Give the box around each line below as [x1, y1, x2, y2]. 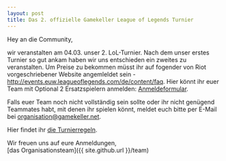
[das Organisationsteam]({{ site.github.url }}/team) [7, 146, 149, 154]
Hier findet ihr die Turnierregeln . [7, 126, 98, 134]
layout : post [7, 10, 44, 17]
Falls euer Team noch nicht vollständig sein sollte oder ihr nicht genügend [7, 98, 215, 106]
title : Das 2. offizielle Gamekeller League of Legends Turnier [7, 16, 194, 23]
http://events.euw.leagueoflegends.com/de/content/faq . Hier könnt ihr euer [7, 77, 220, 85]
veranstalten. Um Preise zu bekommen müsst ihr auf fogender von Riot [7, 63, 207, 71]
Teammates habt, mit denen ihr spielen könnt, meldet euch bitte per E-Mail [7, 105, 217, 113]
